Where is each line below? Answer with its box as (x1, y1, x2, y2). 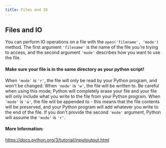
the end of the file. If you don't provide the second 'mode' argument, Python (5, 109, 161, 115)
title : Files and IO (5, 7, 48, 12)
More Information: (5, 126, 44, 132)
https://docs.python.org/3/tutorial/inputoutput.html (5, 137, 110, 143)
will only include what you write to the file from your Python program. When (5, 93, 161, 99)
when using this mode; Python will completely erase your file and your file (5, 88, 157, 94)
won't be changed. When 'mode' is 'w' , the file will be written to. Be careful (5, 83, 160, 89)
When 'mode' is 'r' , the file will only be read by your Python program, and (5, 77, 158, 83)
